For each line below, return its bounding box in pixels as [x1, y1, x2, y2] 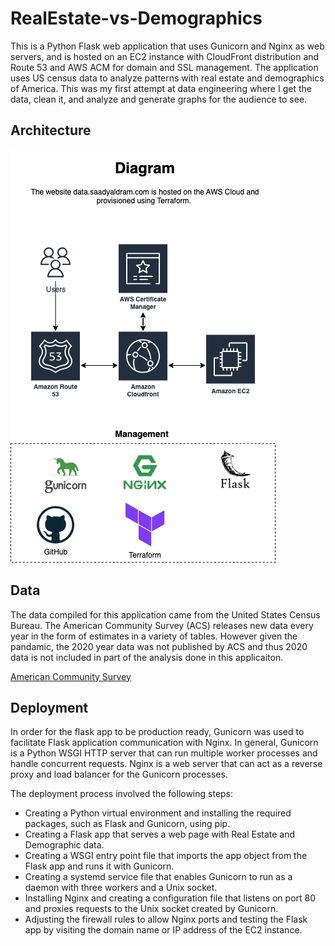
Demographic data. [24, 839, 105, 851]
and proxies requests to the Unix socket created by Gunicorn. [24, 903, 279, 915]
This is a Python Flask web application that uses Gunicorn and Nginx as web [10, 40, 325, 52]
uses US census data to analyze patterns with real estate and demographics [10, 72, 325, 84]
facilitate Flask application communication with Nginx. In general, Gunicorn [10, 737, 319, 749]
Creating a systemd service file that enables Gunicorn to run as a [24, 871, 293, 883]
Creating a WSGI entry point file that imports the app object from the [24, 850, 308, 862]
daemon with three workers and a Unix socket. [24, 882, 218, 894]
